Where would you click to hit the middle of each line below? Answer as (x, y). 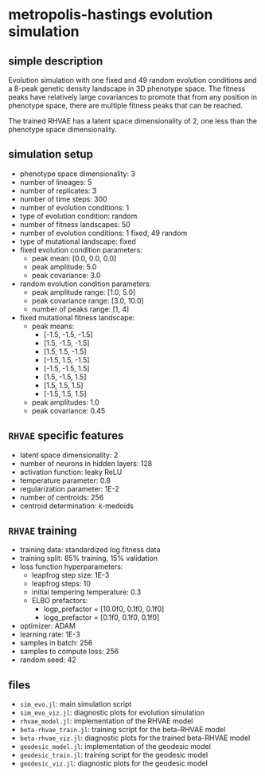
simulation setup (51, 154)
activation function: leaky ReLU (71, 472)
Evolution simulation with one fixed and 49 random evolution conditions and (132, 80)
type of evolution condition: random (78, 216)
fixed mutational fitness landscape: (77, 317)
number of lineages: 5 (56, 182)
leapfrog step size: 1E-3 (70, 575)
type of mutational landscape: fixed (78, 241)
